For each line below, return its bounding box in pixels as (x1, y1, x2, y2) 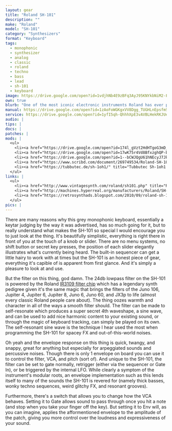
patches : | (5, 131, 29, 136)
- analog (10, 55, 29, 60)
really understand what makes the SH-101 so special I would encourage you (5, 227, 165, 233)
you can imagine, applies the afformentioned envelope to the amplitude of (5, 409, 161, 415)
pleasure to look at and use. (5, 265, 64, 271)
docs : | (5, 126, 22, 131)
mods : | (5, 136, 22, 141)
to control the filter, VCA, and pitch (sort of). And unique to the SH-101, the (5, 356, 162, 362)
